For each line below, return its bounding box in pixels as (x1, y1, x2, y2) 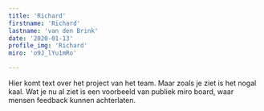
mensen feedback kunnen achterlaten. (8, 96, 136, 105)
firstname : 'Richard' (8, 19, 81, 27)
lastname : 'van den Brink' (8, 27, 99, 35)
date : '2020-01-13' (8, 34, 74, 43)
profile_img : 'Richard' (8, 42, 88, 50)
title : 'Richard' (8, 11, 67, 20)
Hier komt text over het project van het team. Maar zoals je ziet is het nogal (8, 78, 257, 88)
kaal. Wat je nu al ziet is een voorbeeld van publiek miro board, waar (8, 87, 234, 97)
